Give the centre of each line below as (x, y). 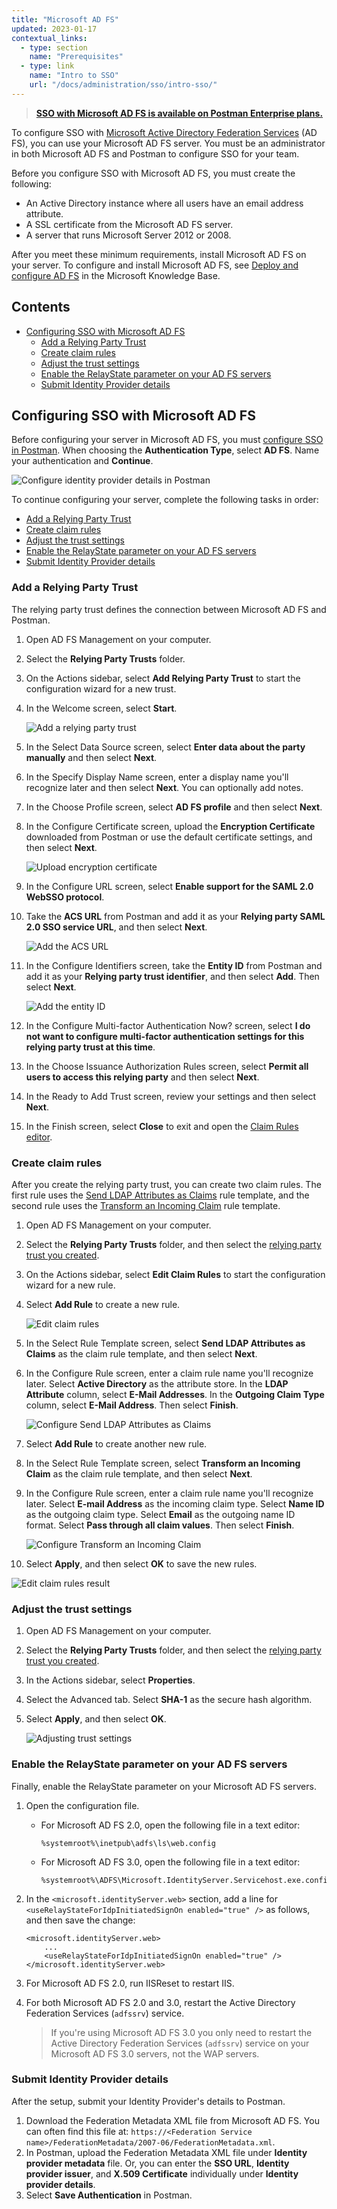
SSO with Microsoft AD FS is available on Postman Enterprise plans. (179, 113)
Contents (41, 307)
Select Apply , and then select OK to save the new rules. (141, 1563)
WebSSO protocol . (65, 897)
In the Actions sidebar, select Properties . (110, 1680)
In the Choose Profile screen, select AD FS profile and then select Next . (174, 807)
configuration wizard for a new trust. (101, 688)
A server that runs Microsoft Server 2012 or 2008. (128, 235)
